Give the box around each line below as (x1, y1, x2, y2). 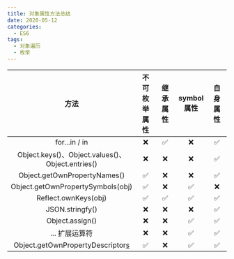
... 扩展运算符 (50, 228, 93, 238)
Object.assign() (46, 216, 97, 225)
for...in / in (55, 137, 88, 147)
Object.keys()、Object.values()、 (17, 149, 127, 159)
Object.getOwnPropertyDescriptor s (13, 240, 130, 250)
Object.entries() (45, 158, 97, 168)
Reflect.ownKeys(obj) (36, 193, 107, 202)
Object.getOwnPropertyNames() (18, 170, 125, 180)
